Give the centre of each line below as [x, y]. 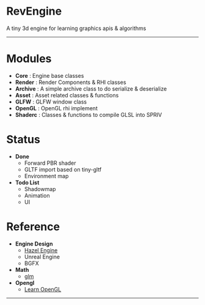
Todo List [27, 183]
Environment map [46, 176]
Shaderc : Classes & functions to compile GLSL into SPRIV [88, 115]
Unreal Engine [42, 257]
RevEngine [34, 11]
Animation [37, 195]
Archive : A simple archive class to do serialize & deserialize [91, 88]
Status [23, 140]
